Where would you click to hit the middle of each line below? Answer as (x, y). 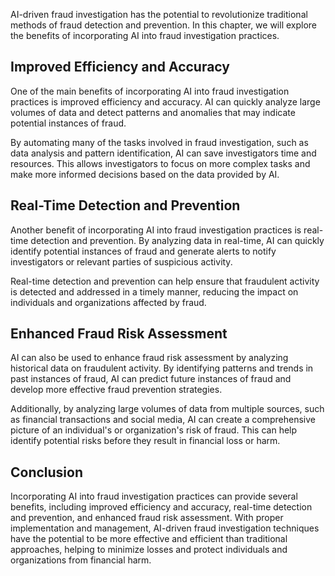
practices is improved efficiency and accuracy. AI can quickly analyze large (165, 101)
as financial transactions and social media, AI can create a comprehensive (163, 420)
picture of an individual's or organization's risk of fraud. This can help (154, 430)
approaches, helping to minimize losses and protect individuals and (149, 550)
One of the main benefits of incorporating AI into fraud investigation (150, 91)
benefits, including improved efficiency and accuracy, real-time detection (161, 507)
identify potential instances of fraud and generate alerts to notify (143, 251)
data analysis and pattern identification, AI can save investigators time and (163, 153)
